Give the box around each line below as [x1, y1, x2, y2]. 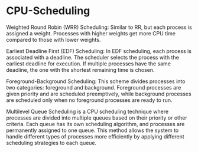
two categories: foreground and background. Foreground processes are [6, 84, 181, 91]
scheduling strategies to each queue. [6, 139, 97, 146]
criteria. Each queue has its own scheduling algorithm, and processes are [6, 120, 185, 127]
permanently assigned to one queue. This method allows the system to [6, 127, 179, 134]
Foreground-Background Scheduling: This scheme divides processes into [6, 78, 186, 85]
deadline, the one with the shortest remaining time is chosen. [6, 66, 155, 73]
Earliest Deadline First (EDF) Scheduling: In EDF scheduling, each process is [6, 47, 192, 54]
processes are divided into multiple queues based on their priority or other [6, 114, 187, 121]
